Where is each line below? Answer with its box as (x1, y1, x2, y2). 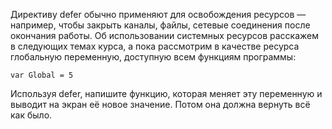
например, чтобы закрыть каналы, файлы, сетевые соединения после (10, 19, 311, 31)
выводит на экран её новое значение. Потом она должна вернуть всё (10, 99, 311, 110)
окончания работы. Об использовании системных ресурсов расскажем (10, 30, 319, 41)
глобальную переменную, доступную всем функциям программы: (10, 51, 297, 63)
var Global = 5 (10, 70, 74, 80)
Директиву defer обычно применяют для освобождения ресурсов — (10, 9, 307, 20)
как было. (10, 109, 53, 121)
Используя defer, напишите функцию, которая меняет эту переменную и (10, 88, 323, 99)
